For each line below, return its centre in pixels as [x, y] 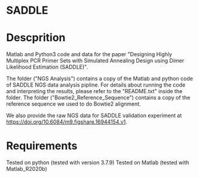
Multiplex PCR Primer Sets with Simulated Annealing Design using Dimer [95, 61]
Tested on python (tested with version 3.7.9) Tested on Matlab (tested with [98, 162]
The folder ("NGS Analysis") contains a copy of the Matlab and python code [99, 79]
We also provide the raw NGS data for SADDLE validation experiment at [94, 116]
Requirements [42, 146]
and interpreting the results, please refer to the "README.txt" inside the [94, 91]
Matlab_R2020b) [27, 169]
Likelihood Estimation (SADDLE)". [47, 67]
